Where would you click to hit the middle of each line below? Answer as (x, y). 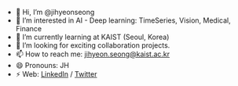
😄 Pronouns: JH (42, 65)
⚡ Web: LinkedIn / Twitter (56, 74)
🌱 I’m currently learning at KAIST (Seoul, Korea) (92, 37)
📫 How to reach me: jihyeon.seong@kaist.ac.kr (93, 54)
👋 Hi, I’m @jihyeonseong (55, 12)
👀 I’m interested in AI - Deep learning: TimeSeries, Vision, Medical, (123, 20)
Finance (29, 29)
